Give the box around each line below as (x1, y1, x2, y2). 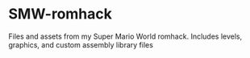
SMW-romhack (8, 5, 113, 23)
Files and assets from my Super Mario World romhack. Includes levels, (8, 31, 243, 41)
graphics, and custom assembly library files (8, 39, 153, 49)
